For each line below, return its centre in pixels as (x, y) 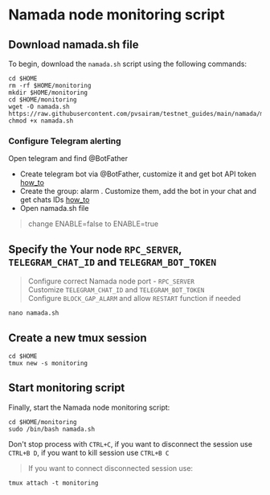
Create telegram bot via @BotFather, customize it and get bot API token (138, 174)
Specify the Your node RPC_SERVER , (95, 249)
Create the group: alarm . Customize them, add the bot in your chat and (138, 192)
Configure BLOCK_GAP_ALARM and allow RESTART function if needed (134, 299)
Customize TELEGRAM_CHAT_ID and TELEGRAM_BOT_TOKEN (116, 290)
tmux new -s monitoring (48, 363)
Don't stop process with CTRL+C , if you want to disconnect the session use (131, 443)
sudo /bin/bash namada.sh (51, 429)
